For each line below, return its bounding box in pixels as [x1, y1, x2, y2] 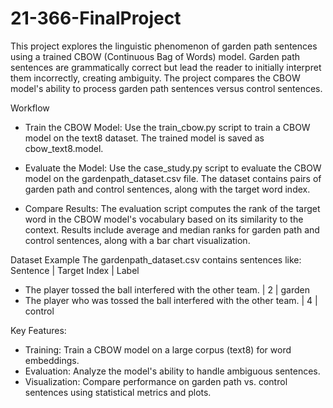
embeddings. [24, 354, 80, 366]
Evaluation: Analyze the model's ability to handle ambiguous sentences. [24, 365, 321, 377]
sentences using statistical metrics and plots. [24, 386, 212, 398]
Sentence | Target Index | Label [10, 264, 140, 276]
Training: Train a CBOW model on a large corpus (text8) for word [24, 343, 292, 356]
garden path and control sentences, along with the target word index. [24, 183, 311, 195]
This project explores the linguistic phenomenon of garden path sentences [10, 40, 318, 52]
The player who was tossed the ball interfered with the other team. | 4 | [24, 294, 318, 306]
